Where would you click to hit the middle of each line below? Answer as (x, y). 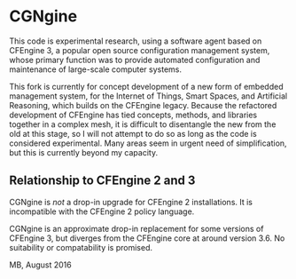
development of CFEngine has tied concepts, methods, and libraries (133, 115)
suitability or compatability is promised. (81, 247)
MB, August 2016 (41, 265)
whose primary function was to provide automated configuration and (135, 60)
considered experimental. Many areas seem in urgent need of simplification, (148, 143)
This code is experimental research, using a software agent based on (136, 41)
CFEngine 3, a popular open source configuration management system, (140, 50)
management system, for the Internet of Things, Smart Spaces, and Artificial (148, 96)
